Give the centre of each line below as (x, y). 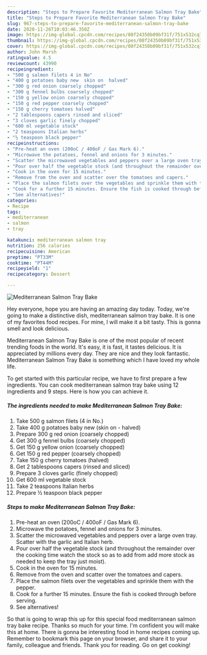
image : (15, 35)
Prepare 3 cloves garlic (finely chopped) (67, 473)
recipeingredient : (30, 69)
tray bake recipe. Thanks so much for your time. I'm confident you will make (103, 625)
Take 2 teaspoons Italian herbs (55, 486)
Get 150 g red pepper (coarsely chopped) (68, 453)
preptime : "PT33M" (30, 257)
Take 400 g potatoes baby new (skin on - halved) (78, 427)
